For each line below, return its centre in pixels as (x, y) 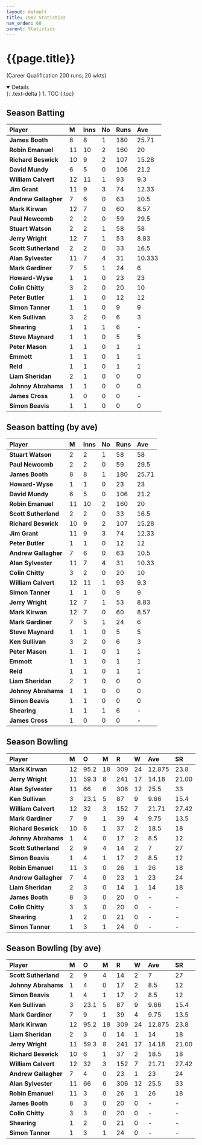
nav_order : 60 (24, 23)
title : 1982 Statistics (36, 18)
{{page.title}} (41, 59)
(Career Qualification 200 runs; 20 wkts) (56, 76)
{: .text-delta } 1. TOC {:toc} (40, 94)
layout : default (27, 12)
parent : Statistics (31, 29)
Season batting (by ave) (52, 427)
